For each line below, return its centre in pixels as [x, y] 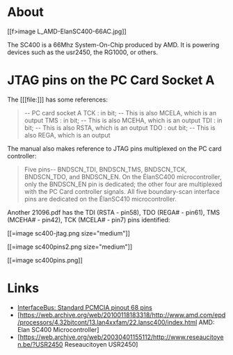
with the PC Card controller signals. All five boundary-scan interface [122, 191]
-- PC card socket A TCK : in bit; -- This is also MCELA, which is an [120, 113]
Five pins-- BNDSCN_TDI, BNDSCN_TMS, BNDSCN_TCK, [105, 169]
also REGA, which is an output [67, 135]
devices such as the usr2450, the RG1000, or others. [83, 52]
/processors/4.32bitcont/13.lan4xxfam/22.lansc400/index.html [107, 322]
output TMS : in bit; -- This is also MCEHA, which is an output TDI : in [123, 120]
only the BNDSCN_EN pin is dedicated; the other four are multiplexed [123, 184]
